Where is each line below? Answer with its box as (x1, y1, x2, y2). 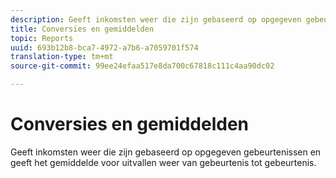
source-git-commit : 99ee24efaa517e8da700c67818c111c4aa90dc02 (10, 61, 275, 71)
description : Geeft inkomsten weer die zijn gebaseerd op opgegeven (10, 14, 302, 25)
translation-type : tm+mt (10, 52, 114, 62)
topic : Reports (10, 33, 74, 43)
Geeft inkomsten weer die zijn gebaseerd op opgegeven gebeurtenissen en (10, 146, 322, 158)
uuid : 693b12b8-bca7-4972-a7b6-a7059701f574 (10, 42, 199, 53)
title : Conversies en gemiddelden (10, 24, 155, 34)
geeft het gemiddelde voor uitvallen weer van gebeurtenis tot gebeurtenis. (10, 156, 317, 168)
